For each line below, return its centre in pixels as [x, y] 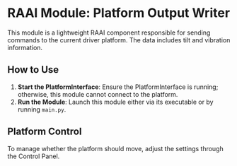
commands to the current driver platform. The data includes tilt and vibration [119, 40]
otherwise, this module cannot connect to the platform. [98, 94]
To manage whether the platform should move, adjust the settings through [116, 148]
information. [25, 47]
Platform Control [45, 132]
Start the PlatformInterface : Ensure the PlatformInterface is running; [118, 87]
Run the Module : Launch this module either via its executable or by [115, 102]
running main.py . [42, 109]
